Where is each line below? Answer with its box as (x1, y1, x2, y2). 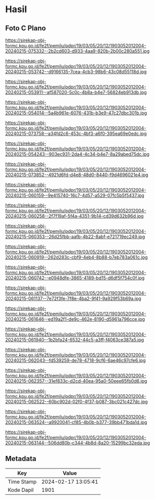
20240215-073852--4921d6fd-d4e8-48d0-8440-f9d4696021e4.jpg (5, 172, 148, 178)
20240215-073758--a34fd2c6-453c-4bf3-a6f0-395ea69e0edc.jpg (5, 130, 147, 137)
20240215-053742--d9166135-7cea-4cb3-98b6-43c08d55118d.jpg (5, 69, 147, 75)
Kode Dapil (8, 486, 34, 493)
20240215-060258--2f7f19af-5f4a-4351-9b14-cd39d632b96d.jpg (5, 213, 144, 219)
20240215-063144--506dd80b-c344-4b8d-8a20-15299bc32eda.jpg (5, 440, 150, 446)
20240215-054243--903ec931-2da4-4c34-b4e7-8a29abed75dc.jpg (5, 151, 149, 157)
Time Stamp (8, 478, 37, 485)
